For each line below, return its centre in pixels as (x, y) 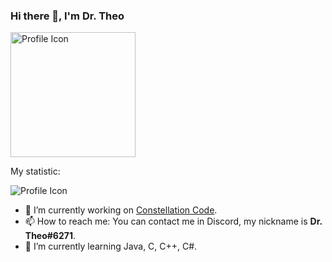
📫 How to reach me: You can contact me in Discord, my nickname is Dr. (173, 221)
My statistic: (35, 171)
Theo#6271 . (50, 236)
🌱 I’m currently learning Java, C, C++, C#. (111, 246)
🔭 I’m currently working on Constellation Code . (121, 210)
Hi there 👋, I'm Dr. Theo (67, 16)
